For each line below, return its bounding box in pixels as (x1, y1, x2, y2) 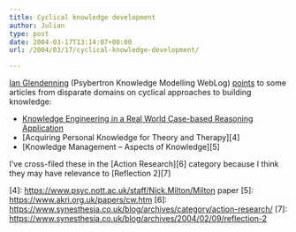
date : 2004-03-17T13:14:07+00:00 (9, 37, 133, 47)
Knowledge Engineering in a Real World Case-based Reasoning (21, 114, 254, 124)
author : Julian (9, 21, 65, 30)
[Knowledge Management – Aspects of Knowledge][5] (21, 142, 221, 153)
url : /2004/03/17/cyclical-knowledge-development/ (9, 46, 200, 55)
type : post (9, 29, 49, 38)
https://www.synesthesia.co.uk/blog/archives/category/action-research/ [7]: (9, 204, 288, 214)
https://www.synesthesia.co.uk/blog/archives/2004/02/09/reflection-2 (9, 213, 268, 224)
